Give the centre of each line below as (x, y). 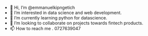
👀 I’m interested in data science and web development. (66, 13)
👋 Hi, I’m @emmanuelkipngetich (42, 8)
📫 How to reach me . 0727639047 (45, 28)
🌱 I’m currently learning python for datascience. (58, 18)
